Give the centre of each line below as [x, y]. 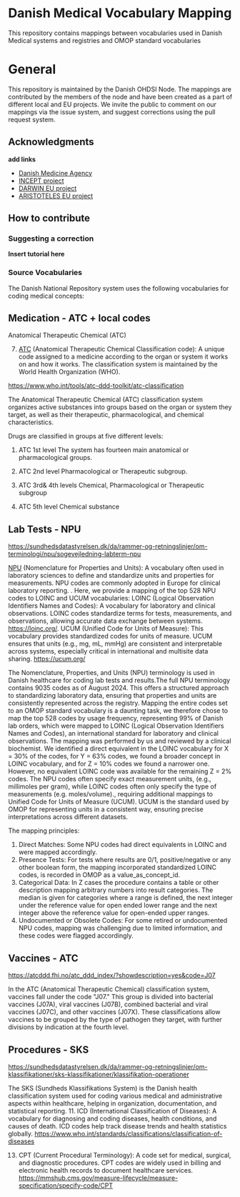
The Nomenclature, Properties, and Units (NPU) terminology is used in [111, 673]
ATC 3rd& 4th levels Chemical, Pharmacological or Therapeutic [111, 485]
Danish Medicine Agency [55, 173]
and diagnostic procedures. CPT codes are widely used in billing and [120, 1163]
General [32, 70]
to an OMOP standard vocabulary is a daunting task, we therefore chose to [118, 711]
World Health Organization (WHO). [69, 372]
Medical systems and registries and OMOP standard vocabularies [105, 40]
